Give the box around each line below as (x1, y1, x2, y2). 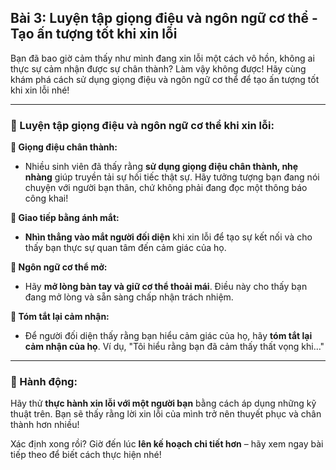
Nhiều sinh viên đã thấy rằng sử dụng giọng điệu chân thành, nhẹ (24, 161, 299, 173)
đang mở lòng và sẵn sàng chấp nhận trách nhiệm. (24, 291, 234, 303)
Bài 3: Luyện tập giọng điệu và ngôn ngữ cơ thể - (10, 10, 318, 27)
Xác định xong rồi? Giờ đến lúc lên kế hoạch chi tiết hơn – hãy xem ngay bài (10, 438, 324, 450)
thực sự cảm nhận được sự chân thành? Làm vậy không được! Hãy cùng (10, 62, 307, 75)
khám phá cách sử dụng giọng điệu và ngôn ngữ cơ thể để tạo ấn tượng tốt (10, 73, 320, 85)
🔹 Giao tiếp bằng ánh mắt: (10, 212, 120, 224)
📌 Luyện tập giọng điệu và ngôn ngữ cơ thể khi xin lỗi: (10, 118, 275, 132)
